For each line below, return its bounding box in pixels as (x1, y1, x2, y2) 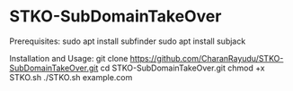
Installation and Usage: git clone (9, 53, 129, 63)
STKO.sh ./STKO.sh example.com (9, 71, 133, 82)
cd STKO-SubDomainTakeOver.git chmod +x (100, 62, 265, 73)
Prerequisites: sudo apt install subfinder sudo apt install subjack (9, 36, 246, 46)
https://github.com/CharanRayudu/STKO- (129, 53, 284, 63)
